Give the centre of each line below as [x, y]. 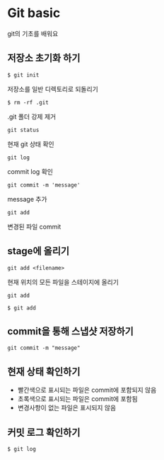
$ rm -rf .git [28, 102]
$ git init [23, 75]
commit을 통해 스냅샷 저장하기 [71, 331]
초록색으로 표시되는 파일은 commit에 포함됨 [77, 399]
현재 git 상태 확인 [31, 144]
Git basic [34, 13]
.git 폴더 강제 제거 [32, 116]
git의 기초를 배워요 [33, 33]
